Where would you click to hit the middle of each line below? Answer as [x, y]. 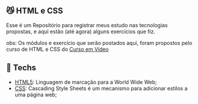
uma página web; [36, 95]
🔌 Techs [21, 68]
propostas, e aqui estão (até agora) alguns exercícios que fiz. [81, 31]
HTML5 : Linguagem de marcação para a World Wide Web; [86, 82]
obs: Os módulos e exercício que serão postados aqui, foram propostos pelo [99, 43]
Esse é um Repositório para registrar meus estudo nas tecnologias [87, 25]
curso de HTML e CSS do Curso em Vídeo [58, 49]
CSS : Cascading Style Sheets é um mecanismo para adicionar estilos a [101, 88]
